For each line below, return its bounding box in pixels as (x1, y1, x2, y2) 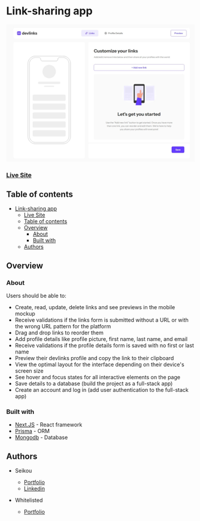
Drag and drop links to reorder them (14, 329, 104, 336)
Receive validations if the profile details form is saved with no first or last (14, 342, 195, 349)
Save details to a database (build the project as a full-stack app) (14, 380, 173, 387)
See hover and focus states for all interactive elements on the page (14, 374, 181, 381)
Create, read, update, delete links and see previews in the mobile (14, 304, 175, 311)
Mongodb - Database (14, 434, 68, 441)
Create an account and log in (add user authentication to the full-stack (14, 386, 189, 394)
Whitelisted (14, 496, 43, 504)
